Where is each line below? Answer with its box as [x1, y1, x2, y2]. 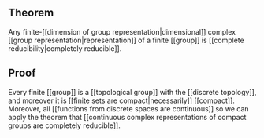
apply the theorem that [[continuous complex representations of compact [8, 112, 247, 122]
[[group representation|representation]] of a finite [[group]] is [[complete [8, 35, 244, 45]
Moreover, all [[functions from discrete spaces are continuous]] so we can [8, 103, 250, 113]
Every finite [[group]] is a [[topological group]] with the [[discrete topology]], [8, 87, 257, 96]
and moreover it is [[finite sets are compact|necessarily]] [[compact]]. [8, 96, 235, 105]
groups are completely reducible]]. [8, 121, 121, 130]
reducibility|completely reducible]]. [8, 43, 122, 53]
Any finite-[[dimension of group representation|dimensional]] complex [8, 27, 236, 36]
